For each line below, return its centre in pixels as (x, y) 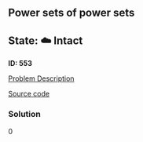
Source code (29, 94)
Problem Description (41, 78)
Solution (25, 115)
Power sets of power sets (71, 13)
